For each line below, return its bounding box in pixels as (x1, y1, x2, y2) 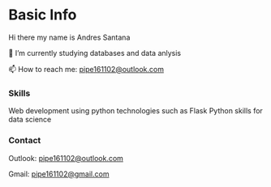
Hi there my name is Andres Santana (8, 32, 131, 42)
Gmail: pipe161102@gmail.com (8, 168, 110, 179)
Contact (8, 135, 41, 147)
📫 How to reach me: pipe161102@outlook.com (8, 64, 165, 74)
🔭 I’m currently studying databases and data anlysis (8, 48, 182, 57)
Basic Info (8, 6, 77, 24)
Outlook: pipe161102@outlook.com (8, 153, 124, 163)
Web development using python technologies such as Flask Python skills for (8, 106, 264, 116)
